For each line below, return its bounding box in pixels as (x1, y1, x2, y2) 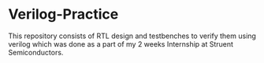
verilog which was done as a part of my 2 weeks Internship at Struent (8, 39, 234, 48)
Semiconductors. (8, 47, 64, 57)
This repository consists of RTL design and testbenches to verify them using (8, 31, 256, 40)
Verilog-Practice (8, 5, 119, 23)
